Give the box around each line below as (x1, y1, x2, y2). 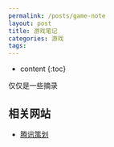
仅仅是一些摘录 (8, 81, 58, 90)
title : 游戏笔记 (8, 27, 58, 35)
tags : (8, 42, 26, 50)
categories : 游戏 (8, 34, 64, 43)
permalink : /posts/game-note (8, 11, 106, 20)
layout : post (8, 19, 52, 27)
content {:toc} (19, 64, 67, 73)
